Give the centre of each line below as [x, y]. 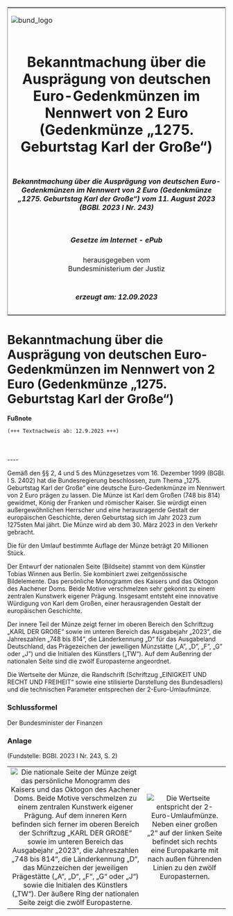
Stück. [16, 553]
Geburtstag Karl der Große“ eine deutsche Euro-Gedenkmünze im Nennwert [116, 488]
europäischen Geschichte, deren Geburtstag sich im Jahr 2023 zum [104, 518]
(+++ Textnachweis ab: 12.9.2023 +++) [63, 431]
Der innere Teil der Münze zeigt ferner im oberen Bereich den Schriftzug [110, 624]
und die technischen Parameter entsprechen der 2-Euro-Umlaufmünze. [109, 689]
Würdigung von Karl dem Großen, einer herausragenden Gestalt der [104, 603]
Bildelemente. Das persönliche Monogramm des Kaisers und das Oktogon [113, 581]
